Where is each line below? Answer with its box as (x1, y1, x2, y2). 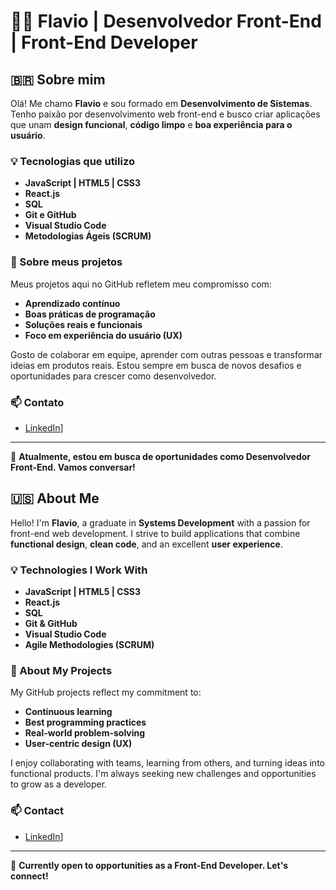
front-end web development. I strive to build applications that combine (10, 527, 301, 539)
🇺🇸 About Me (10, 490, 100, 507)
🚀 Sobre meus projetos (10, 255, 123, 269)
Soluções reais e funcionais (24, 318, 143, 330)
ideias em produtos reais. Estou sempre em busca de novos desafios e (10, 359, 302, 371)
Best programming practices (24, 716, 147, 729)
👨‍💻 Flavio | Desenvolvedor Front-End (10, 10, 322, 33)
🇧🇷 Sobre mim (10, 71, 106, 88)
